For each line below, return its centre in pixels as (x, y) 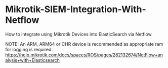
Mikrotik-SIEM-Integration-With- (76, 9)
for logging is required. (29, 49)
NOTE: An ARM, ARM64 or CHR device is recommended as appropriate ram (84, 44)
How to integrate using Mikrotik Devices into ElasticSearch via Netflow (78, 34)
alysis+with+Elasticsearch (32, 60)
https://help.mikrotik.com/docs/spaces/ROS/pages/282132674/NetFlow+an (84, 55)
